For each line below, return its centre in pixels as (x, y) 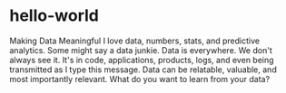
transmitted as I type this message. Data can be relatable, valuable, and (143, 70)
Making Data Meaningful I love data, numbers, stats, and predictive (135, 41)
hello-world (54, 16)
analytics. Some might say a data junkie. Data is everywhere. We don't (141, 50)
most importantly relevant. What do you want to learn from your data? (140, 79)
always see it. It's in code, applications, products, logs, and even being (142, 60)
